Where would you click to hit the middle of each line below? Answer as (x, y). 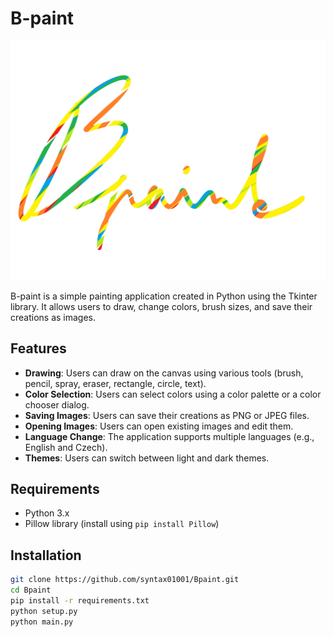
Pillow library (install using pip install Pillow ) (122, 524)
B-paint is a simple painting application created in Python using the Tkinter (164, 296)
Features (38, 348)
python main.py (42, 622)
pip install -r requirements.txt (80, 601)
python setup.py (44, 611)
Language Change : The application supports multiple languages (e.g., (169, 436)
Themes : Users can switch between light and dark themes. (147, 458)
